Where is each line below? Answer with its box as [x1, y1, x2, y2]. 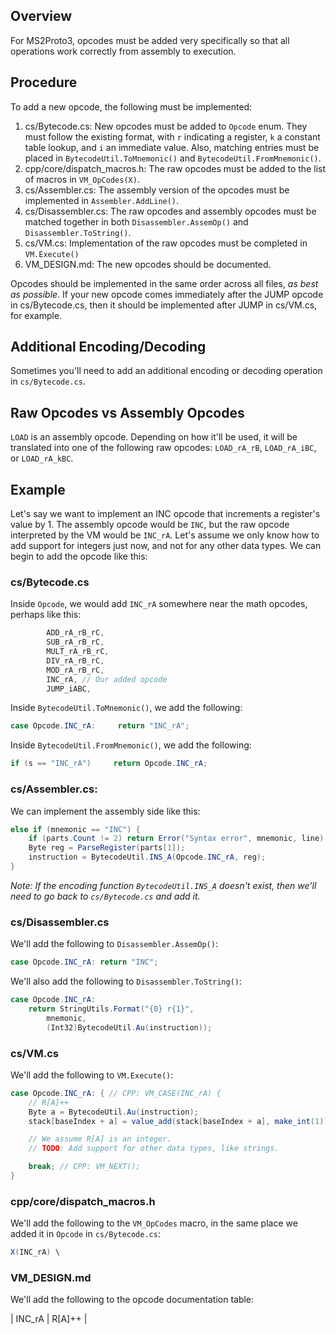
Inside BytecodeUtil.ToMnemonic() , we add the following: [10, 702, 243, 714]
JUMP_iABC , [46, 684, 92, 694]
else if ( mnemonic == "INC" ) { [10, 824, 141, 834]
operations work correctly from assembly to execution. [10, 45, 237, 57]
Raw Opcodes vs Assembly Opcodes [10, 404, 245, 421]
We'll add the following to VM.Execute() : [10, 1069, 174, 1081]
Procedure [10, 74, 78, 91]
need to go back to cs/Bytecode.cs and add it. [10, 890, 201, 902]
